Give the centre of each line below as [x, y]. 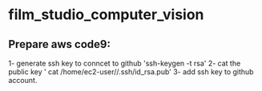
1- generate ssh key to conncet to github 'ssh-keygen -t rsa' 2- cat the [125, 63]
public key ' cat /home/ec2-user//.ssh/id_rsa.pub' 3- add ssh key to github [131, 72]
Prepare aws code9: [59, 44]
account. [23, 80]
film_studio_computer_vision [106, 15]
